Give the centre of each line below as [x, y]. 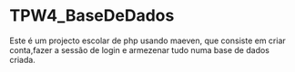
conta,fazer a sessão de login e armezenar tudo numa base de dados [140, 49]
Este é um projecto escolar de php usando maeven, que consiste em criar [148, 40]
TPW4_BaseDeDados [92, 16]
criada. [23, 59]
